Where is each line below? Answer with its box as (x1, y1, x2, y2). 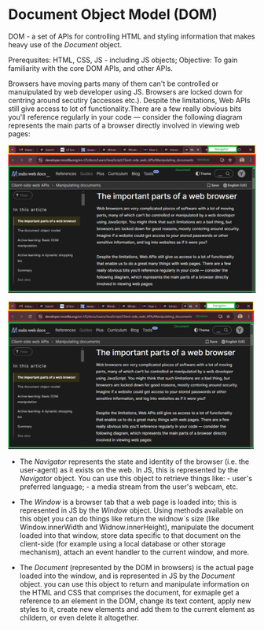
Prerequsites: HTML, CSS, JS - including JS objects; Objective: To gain (8, 55, 238, 65)
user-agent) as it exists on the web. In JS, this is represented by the (19, 465, 239, 474)
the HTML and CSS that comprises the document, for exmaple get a (19, 587, 240, 597)
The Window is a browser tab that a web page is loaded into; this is (19, 497, 237, 506)
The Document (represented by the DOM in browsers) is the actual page (19, 562, 254, 572)
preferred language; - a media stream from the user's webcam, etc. (19, 482, 238, 491)
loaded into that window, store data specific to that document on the (19, 530, 241, 540)
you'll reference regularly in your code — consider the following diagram (8, 112, 243, 121)
